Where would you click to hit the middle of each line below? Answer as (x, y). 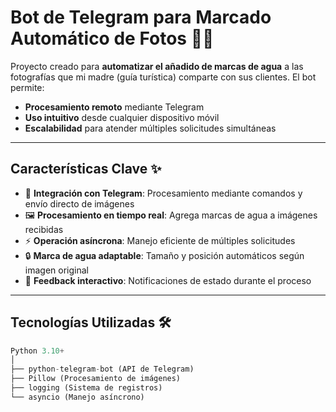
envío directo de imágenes (79, 203)
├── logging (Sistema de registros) (86, 388)
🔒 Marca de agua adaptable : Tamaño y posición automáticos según (164, 255)
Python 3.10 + (37, 351)
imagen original (56, 270)
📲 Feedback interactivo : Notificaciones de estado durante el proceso (168, 280)
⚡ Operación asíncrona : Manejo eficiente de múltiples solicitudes (160, 240)
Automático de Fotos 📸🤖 (112, 38)
